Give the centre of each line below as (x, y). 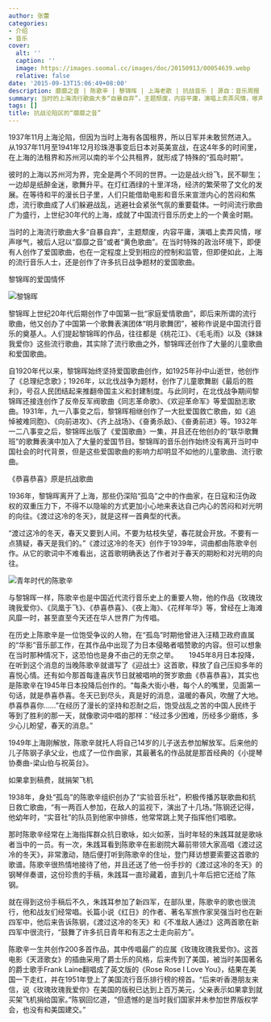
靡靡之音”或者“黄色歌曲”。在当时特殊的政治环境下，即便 (168, 242)
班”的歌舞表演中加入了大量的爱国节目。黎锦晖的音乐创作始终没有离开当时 (130, 441)
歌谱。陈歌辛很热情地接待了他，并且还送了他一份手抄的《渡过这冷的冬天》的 (135, 864)
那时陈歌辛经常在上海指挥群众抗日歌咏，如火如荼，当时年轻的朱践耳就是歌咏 (135, 834)
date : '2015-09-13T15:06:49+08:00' (68, 83)
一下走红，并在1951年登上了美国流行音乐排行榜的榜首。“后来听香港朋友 (133, 979)
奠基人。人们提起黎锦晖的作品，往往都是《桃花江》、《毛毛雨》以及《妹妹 (142, 334)
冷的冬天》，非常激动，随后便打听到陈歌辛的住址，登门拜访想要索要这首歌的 (134, 854)
